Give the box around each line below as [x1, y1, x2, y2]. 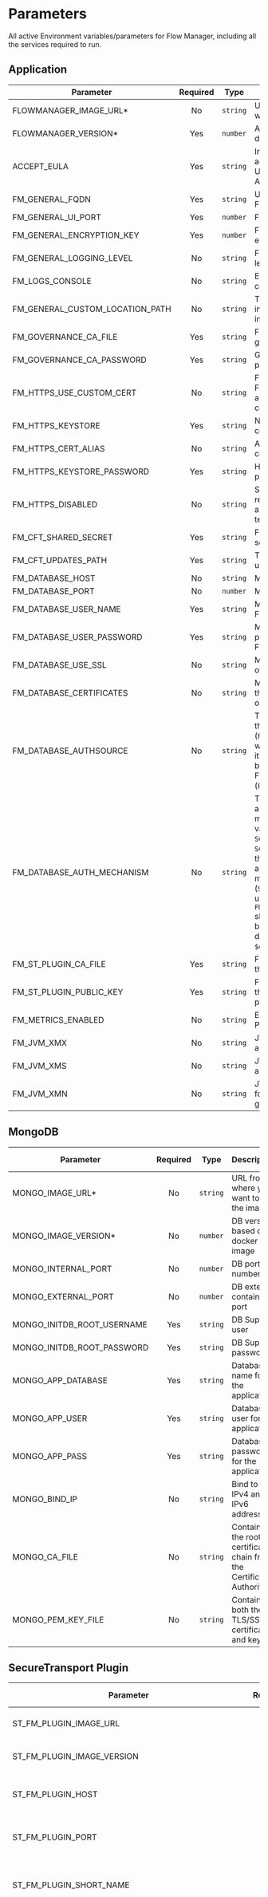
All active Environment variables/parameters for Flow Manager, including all [8, 31, 257, 41]
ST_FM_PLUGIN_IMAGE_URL [12, 1718, 120, 1729]
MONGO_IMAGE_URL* [12, 1187, 97, 1198]
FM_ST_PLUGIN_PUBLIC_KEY [12, 986, 124, 997]
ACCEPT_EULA [12, 160, 69, 172]
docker [231, 1235, 258, 1246]
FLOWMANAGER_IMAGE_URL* [12, 105, 129, 116]
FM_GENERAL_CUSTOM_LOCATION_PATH [12, 303, 171, 314]
